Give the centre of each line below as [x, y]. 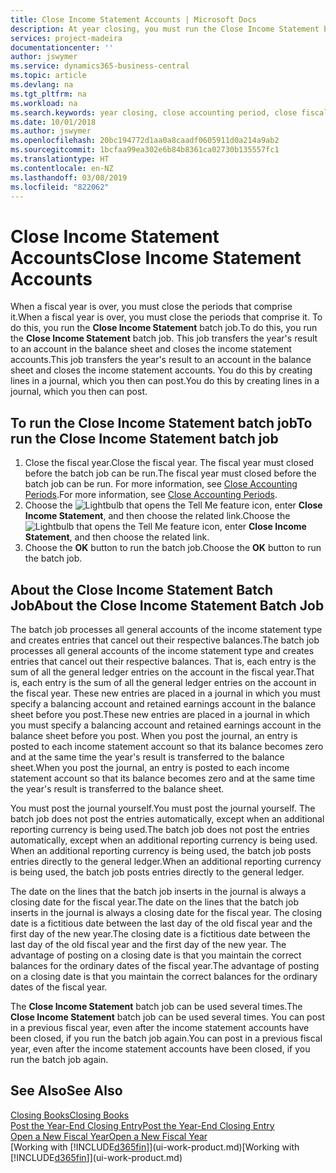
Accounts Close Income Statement [156, 257]
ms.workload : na [44, 103]
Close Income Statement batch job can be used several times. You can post [168, 1017]
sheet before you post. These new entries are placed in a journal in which [160, 714]
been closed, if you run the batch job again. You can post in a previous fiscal [166, 1038]
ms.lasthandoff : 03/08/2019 [69, 177]
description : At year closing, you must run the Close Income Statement [165, 29]
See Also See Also [66, 1091]
